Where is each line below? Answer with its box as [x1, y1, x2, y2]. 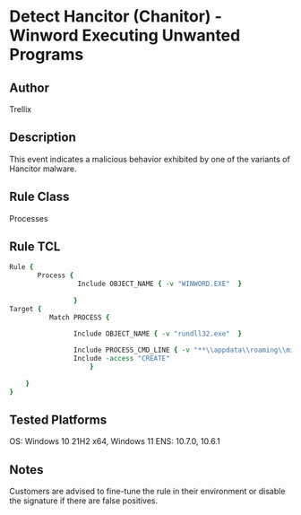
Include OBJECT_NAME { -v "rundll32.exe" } [73, 329, 243, 338]
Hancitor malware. [9, 163, 78, 174]
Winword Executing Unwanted [9, 25, 241, 46]
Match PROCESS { [48, 312, 110, 322]
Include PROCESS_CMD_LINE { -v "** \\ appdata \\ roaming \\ [73, 345, 287, 355]
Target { [9, 304, 42, 313]
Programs [9, 45, 84, 65]
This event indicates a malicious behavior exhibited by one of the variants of [9, 153, 291, 164]
